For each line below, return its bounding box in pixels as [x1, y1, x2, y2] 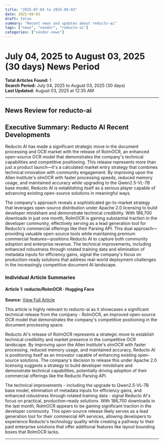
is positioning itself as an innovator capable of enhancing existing [5, 352, 137, 358]
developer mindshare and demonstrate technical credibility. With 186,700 [5, 210, 152, 216]
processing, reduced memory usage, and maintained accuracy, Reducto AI [5, 347, 156, 353]
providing [5, 231, 24, 237]
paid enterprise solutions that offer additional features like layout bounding [5, 424, 155, 430]
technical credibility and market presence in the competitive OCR [5, 337, 136, 343]
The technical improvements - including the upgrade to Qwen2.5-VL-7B [5, 383, 149, 388]
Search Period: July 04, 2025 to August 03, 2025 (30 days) [5, 82, 125, 88]
